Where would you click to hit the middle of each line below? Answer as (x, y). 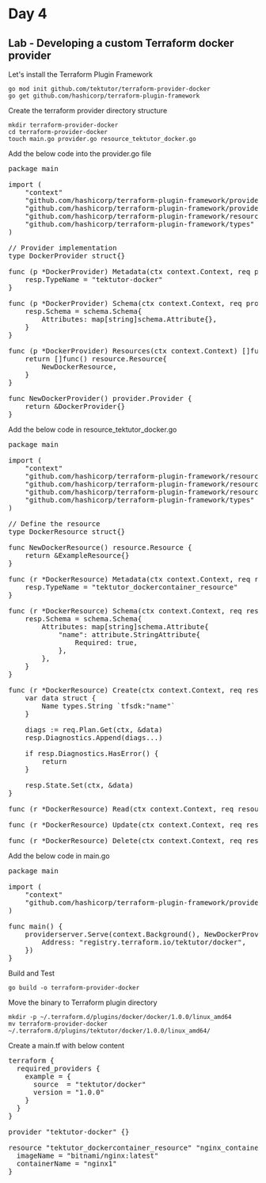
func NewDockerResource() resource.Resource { (100, 548)
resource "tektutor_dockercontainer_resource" (100, 1148)
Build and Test (32, 973)
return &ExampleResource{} (77, 555)
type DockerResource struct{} (67, 532)
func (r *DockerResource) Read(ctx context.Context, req (121, 809)
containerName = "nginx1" (66, 1164)
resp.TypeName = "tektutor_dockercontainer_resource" (131, 587)
